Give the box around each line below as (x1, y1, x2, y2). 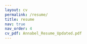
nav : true (5, 21, 26, 27)
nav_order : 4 (5, 26, 32, 31)
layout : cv (5, 7, 28, 13)
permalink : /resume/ (5, 12, 49, 17)
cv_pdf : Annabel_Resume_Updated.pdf (5, 31, 82, 36)
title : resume (5, 17, 35, 22)
